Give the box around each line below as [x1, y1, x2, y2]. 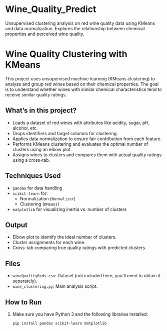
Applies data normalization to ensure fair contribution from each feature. [12, 136, 162, 142]
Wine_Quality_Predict [5, 4, 96, 15]
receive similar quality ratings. [5, 91, 67, 97]
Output [5, 220, 27, 229]
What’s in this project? [5, 106, 76, 115]
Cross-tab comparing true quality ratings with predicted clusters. [12, 245, 146, 251]
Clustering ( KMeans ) [19, 201, 59, 207]
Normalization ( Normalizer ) [19, 195, 76, 201]
